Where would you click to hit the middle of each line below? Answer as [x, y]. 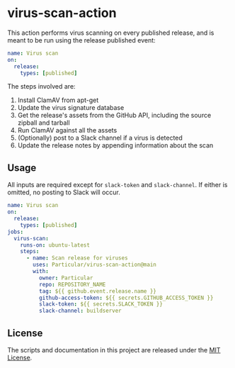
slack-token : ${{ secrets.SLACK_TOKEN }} [101, 304]
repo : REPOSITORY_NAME [72, 284]
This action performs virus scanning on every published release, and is [111, 33]
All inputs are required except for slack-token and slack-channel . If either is [117, 185]
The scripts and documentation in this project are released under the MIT [114, 350]
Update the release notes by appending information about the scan [115, 145]
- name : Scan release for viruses [77, 258]
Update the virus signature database [71, 108]
